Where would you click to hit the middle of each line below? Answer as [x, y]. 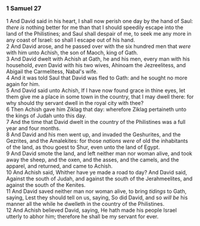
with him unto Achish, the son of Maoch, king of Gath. [72, 53]
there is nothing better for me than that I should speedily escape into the [95, 27]
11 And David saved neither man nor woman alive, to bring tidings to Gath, [96, 192]
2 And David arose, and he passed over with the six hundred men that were [99, 46]
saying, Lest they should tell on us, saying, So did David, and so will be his [97, 198]
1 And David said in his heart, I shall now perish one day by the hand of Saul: [100, 21]
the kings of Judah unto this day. [46, 116]
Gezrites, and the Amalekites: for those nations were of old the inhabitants [97, 141]
